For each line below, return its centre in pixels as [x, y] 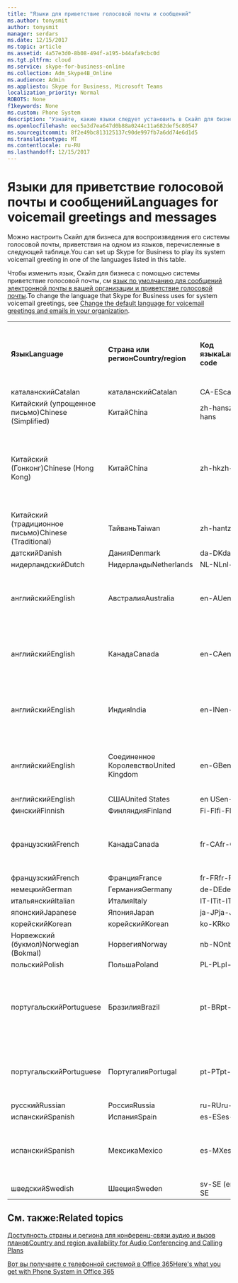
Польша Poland [134, 964]
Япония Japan [131, 912]
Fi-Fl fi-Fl [215, 810]
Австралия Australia [141, 598]
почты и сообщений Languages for [113, 202]
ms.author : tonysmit [38, 21]
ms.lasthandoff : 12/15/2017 [49, 152]
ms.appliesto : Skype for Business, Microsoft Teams [85, 86]
